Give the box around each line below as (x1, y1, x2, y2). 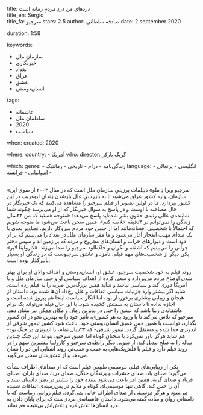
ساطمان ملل (15, 114, 45, 122)
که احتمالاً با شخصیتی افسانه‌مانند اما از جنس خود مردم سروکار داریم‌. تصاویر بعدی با (7, 225, 195, 231)
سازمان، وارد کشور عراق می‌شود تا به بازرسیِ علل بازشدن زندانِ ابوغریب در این (7, 193, 187, 199)
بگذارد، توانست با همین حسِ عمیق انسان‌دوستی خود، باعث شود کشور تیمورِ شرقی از (7, 319, 197, 326)
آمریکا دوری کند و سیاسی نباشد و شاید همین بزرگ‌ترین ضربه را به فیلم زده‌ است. (7, 281, 187, 288)
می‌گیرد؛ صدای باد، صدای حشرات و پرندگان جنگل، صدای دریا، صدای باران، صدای (7, 370, 187, 376)
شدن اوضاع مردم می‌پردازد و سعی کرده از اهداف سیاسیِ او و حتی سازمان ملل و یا (7, 275, 193, 282)
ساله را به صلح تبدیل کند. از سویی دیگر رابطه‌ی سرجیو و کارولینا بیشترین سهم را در (7, 339, 192, 346)
